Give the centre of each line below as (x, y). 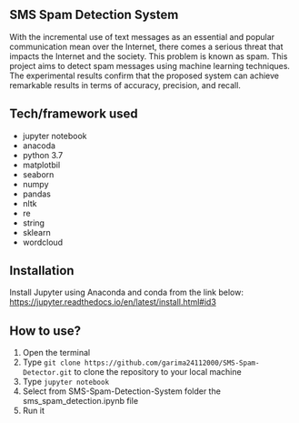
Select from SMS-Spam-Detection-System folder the (121, 391)
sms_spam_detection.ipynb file (80, 401)
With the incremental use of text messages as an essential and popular (142, 36)
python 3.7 (43, 155)
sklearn (37, 232)
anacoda (39, 146)
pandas (37, 194)
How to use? (45, 331)
